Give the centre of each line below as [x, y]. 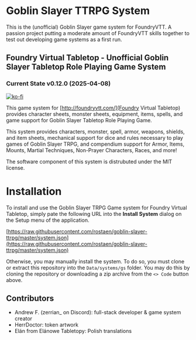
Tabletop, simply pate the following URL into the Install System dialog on [94, 214]
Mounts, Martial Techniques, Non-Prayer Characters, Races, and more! [92, 150]
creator [23, 319]
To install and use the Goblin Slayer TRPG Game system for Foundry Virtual [97, 207]
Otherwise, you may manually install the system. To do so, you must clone [95, 261]
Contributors [30, 298]
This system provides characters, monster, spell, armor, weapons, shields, [96, 131]
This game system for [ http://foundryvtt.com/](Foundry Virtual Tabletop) [93, 108]
